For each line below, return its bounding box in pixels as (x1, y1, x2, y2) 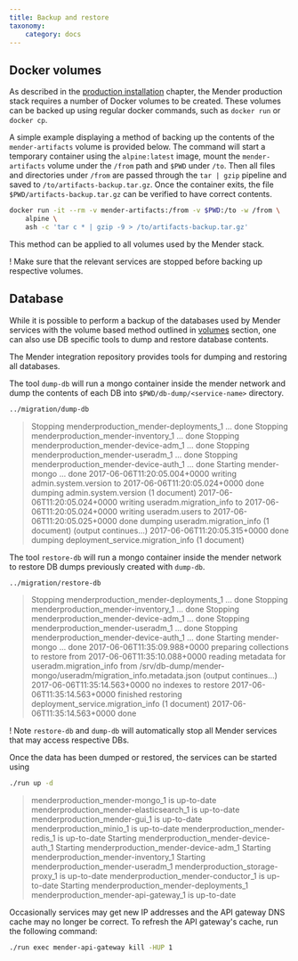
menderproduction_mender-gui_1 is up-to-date (30, 814, 203, 825)
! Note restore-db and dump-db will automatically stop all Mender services (9, 726, 278, 736)
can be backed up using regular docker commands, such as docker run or (9, 105, 281, 116)
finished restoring (117, 689, 182, 700)
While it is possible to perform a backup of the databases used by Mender (9, 315, 281, 325)
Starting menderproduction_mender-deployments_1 (60, 880, 249, 891)
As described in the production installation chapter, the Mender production (9, 86, 283, 97)
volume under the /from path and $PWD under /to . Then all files (47, 160, 276, 171)
